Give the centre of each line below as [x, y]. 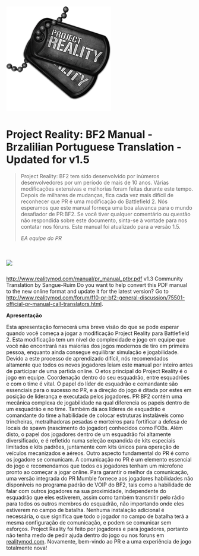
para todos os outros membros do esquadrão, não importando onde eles [95, 504]
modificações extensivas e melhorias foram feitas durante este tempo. [107, 189]
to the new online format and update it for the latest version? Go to [88, 292]
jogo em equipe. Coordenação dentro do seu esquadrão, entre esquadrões [98, 378]
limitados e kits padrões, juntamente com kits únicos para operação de [93, 447]
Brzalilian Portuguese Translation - [94, 147]
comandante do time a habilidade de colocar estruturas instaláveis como [95, 415]
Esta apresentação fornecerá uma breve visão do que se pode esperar [93, 327]
